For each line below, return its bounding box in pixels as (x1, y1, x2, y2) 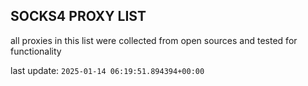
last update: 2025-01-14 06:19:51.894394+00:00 (10, 64, 205, 76)
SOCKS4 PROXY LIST (10, 8, 147, 25)
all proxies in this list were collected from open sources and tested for (10, 34, 298, 46)
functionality (10, 45, 62, 57)
